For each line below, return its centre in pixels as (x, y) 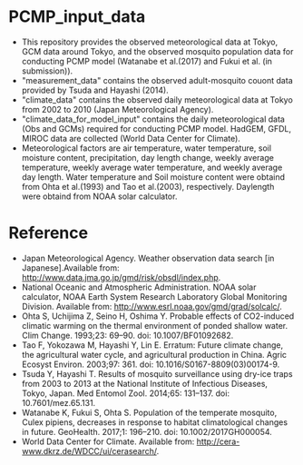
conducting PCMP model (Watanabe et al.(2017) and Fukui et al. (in (147, 61)
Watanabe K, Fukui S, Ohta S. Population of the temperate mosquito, (149, 412)
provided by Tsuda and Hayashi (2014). (95, 90)
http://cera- (218, 441)
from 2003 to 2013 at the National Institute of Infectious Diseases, (145, 383)
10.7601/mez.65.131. (59, 402)
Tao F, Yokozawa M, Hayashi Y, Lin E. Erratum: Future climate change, (152, 345)
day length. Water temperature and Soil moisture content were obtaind (153, 177)
